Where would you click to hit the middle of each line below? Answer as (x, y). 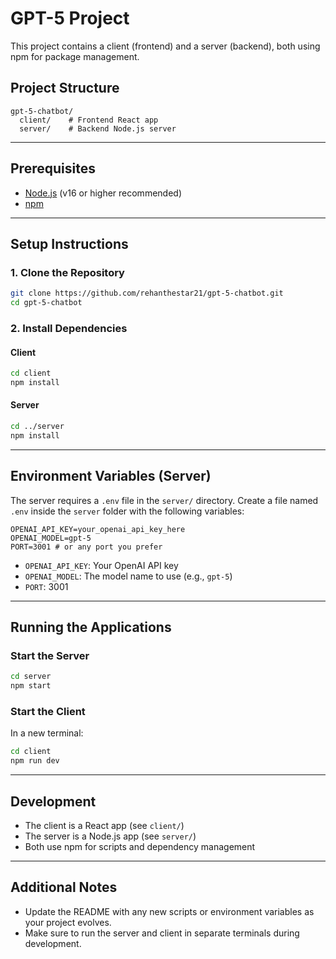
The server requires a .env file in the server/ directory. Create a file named (164, 500)
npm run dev (35, 761)
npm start (31, 686)
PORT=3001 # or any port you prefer (86, 547)
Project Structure (65, 88)
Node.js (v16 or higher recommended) (103, 193)
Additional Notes (64, 887)
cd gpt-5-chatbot (46, 303)
